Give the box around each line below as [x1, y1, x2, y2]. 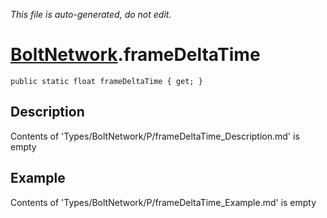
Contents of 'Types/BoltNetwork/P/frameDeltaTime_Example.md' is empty [10, 196, 317, 208]
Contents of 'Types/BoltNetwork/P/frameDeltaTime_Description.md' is [10, 130, 300, 142]
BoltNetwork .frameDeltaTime [10, 44, 261, 66]
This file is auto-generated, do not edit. [10, 9, 172, 20]
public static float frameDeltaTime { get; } [10, 76, 203, 86]
